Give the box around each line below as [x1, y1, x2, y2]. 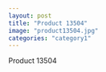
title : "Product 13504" [8, 19, 88, 27]
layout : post [8, 11, 52, 20]
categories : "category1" [8, 34, 92, 42]
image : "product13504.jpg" [8, 26, 99, 34]
